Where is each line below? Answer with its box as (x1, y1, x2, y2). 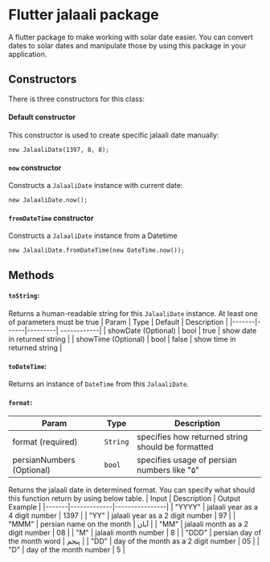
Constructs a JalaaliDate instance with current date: (8, 181, 183, 191)
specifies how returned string (136, 432, 248, 443)
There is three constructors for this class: (8, 94, 145, 104)
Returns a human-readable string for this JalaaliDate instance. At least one (8, 308, 259, 318)
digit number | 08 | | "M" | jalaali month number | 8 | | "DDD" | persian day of (8, 528, 261, 538)
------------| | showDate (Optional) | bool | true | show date (59, 326, 257, 335)
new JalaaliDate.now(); (8, 196, 88, 204)
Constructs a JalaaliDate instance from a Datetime (8, 231, 178, 240)
